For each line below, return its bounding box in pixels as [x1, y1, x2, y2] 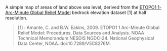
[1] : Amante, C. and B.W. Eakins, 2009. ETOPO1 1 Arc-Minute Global [17, 24, 160, 30]
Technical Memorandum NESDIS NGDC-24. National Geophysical [17, 35, 154, 41]
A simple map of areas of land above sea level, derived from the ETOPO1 [5, 4, 157, 10]
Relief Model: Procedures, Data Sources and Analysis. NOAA [17, 30, 144, 35]
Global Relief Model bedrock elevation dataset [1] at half [30, 9, 147, 15]
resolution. [5, 15, 28, 20]
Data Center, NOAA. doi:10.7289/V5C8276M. [17, 40, 111, 46]
